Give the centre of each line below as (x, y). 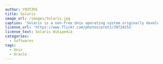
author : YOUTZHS (21, 9)
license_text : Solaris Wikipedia (39, 32)
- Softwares (22, 41)
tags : (10, 45)
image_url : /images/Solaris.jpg (38, 18)
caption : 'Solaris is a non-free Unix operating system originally (75, 23)
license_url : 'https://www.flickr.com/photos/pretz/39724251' (69, 27)
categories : (17, 37)
